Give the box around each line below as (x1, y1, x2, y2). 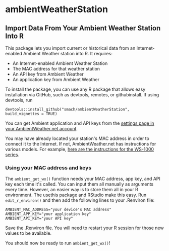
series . (5, 152, 19, 158)
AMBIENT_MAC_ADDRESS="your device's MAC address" (5, 207, 112, 212)
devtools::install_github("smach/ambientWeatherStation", (5, 107, 130, 112)
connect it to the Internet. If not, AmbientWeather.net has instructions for (5, 141, 156, 147)
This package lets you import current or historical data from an (5, 45, 136, 51)
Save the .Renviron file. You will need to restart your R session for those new (5, 225, 164, 231)
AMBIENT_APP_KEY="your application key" (5, 211, 92, 217)
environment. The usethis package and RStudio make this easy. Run (5, 192, 147, 198)
